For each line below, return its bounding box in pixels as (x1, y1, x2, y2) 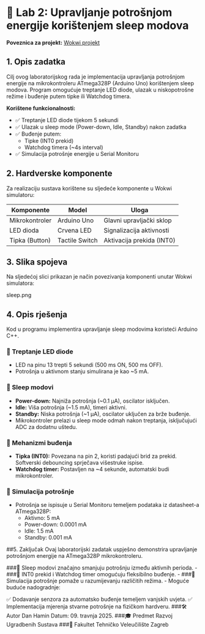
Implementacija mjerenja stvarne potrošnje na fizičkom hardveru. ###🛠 (6, 603, 187, 610)
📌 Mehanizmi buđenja (6, 438, 72, 447)
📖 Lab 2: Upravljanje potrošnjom (6, 6, 173, 20)
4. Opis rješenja (6, 309, 67, 320)
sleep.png (6, 292, 32, 299)
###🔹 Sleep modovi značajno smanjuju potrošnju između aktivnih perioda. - (6, 564, 198, 571)
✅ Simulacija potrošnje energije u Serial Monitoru (15, 150, 139, 157)
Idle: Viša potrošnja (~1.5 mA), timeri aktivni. (15, 403, 127, 411)
